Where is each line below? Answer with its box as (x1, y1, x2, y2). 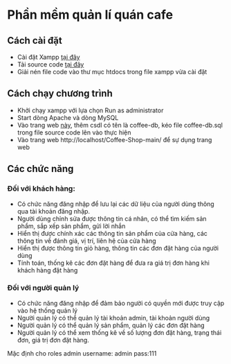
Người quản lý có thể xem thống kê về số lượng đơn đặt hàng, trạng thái (17, 328, 222, 336)
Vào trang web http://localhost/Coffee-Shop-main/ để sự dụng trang (17, 135, 212, 144)
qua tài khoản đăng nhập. (17, 207, 91, 215)
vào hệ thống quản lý (17, 306, 78, 315)
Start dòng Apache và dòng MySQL (17, 113, 119, 121)
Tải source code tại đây (17, 60, 84, 69)
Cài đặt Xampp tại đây (17, 53, 81, 61)
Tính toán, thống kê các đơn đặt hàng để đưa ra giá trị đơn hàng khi (17, 259, 210, 267)
